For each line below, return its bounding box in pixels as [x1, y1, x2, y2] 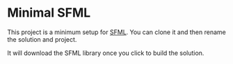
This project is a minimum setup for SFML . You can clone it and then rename [7, 28, 226, 36]
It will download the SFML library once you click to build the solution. [7, 49, 204, 57]
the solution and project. [7, 35, 77, 43]
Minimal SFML [7, 5, 91, 21]
